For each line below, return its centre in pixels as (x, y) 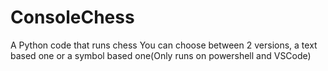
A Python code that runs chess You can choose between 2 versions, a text (164, 45)
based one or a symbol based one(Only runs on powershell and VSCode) (161, 55)
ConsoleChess (72, 17)
